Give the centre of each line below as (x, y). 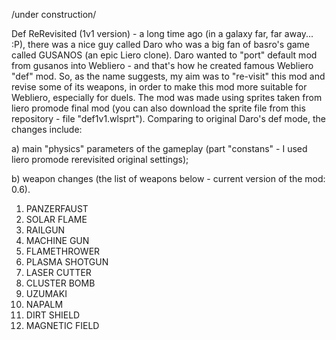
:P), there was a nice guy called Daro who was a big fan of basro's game (160, 44)
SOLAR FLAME (56, 219)
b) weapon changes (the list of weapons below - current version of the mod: (168, 178)
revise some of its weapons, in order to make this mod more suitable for (159, 87)
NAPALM (44, 304)
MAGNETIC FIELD (62, 325)
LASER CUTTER (58, 272)
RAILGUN (45, 230)
